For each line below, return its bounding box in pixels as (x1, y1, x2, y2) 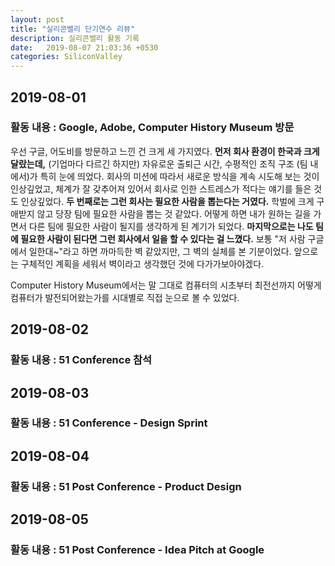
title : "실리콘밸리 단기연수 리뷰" (10, 24, 136, 34)
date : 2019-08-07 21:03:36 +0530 (10, 42, 159, 53)
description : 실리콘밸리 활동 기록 (10, 33, 140, 43)
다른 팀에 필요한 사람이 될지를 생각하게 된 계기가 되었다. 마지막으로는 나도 (28, 220, 314, 232)
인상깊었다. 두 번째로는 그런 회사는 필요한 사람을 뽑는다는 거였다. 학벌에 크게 (20, 195, 315, 207)
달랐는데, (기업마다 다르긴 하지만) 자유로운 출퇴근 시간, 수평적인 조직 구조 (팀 (10, 157, 308, 170)
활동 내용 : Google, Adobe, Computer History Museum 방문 (10, 121, 295, 135)
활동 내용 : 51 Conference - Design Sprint (10, 416, 208, 430)
